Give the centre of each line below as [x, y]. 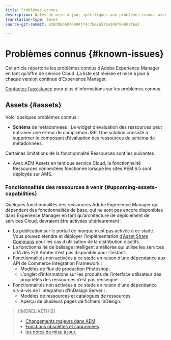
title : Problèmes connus [32, 10]
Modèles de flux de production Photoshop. [65, 269]
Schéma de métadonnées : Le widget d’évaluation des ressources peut [87, 127]
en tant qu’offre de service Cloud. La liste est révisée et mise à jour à [77, 74]
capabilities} [21, 193]
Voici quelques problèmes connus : [42, 117]
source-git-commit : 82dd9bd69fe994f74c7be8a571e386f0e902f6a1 [73, 24]
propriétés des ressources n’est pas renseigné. [69, 280]
